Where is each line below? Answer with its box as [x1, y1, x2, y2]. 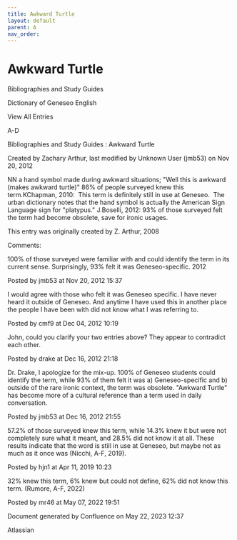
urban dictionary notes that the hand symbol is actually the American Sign [7, 198, 226, 207]
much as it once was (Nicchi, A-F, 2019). [7, 449, 127, 458]
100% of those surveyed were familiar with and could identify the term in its [7, 255, 230, 264]
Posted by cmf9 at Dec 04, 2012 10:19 [7, 319, 119, 328]
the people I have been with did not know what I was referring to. [7, 305, 198, 314]
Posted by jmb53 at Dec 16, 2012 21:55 [7, 412, 121, 421]
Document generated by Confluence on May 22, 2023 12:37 [7, 512, 184, 521]
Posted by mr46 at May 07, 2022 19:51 [7, 498, 120, 507]
